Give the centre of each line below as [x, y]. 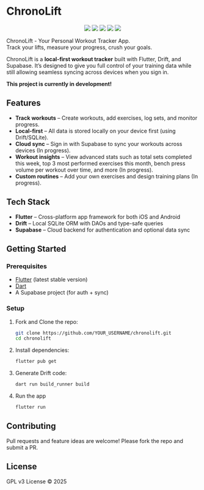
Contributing [31, 426]
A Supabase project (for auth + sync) [62, 293]
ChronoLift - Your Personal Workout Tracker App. [68, 40]
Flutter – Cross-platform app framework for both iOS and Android [98, 217]
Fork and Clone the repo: [46, 321]
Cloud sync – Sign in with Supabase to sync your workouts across [99, 144]
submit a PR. [22, 447]
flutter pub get [36, 362]
